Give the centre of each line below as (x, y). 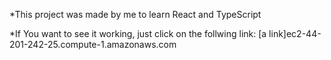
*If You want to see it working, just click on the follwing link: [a (138, 33)
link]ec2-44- (295, 33)
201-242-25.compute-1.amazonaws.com (93, 44)
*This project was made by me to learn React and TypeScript (135, 14)
